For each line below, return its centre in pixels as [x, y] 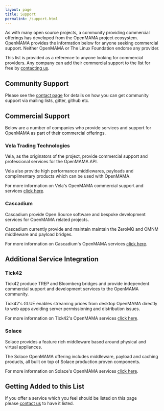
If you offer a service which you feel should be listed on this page [71, 398]
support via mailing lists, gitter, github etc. [47, 100]
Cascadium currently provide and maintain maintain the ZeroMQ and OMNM [82, 229]
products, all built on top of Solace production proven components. [73, 362]
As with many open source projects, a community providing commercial [78, 33]
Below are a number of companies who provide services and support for [78, 128]
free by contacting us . [27, 68]
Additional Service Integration [52, 259]
